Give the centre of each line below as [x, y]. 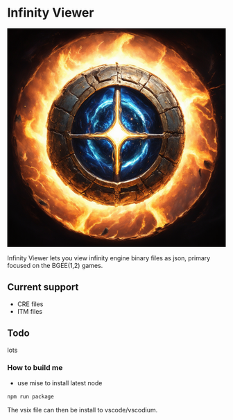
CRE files [30, 304]
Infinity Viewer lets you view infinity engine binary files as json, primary [109, 258]
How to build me [35, 368]
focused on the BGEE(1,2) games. [55, 265]
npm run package [31, 396]
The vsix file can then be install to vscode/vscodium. [83, 410]
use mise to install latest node [60, 383]
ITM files [30, 311]
